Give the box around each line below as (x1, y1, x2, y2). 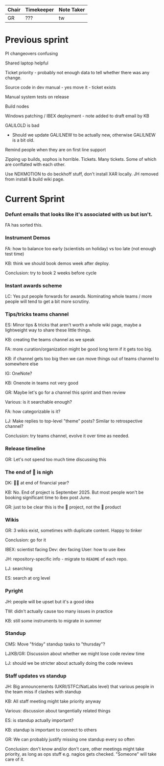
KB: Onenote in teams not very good (5, 380, 78, 386)
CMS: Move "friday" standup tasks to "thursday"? (5, 641, 105, 647)
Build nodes (5, 103, 29, 109)
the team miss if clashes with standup (5, 689, 82, 695)
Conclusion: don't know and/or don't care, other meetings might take (5, 746, 144, 752)
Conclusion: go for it (5, 537, 47, 543)
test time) (5, 251, 24, 257)
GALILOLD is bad (5, 122, 40, 128)
